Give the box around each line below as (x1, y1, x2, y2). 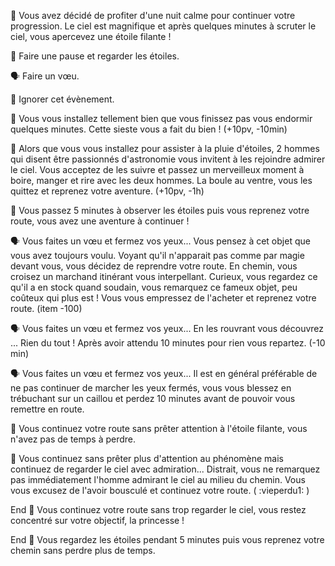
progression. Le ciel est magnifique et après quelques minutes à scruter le (10, 20, 317, 32)
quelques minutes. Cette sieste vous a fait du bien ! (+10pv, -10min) (10, 123, 288, 135)
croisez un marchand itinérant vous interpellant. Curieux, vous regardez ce (10, 271, 318, 282)
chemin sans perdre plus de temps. (10, 545, 156, 556)
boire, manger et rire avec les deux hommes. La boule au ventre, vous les (10, 175, 313, 186)
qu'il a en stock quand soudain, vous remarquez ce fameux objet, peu (10, 281, 298, 293)
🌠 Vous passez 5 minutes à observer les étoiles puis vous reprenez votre (10, 205, 310, 216)
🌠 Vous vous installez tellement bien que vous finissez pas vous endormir (10, 113, 313, 124)
